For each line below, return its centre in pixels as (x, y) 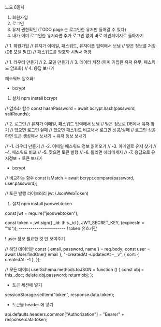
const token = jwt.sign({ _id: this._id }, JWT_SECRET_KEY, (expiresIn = (75, 223)
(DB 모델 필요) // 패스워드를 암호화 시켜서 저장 (48, 52)
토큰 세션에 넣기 (27, 285)
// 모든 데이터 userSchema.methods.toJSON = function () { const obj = (74, 269)
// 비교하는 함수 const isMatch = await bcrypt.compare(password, (70, 178)
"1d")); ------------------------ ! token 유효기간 (51, 228)
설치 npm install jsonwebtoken (42, 204)
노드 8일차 (15, 7)
